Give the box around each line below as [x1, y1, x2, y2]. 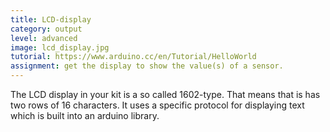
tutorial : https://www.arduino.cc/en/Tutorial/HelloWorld [10, 52, 257, 62]
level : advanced [10, 33, 78, 43]
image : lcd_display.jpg [10, 42, 110, 53]
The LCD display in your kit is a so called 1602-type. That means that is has [10, 89, 321, 100]
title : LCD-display [10, 14, 92, 25]
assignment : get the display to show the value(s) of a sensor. [10, 61, 284, 71]
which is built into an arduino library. [10, 110, 160, 121]
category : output [10, 24, 83, 34]
